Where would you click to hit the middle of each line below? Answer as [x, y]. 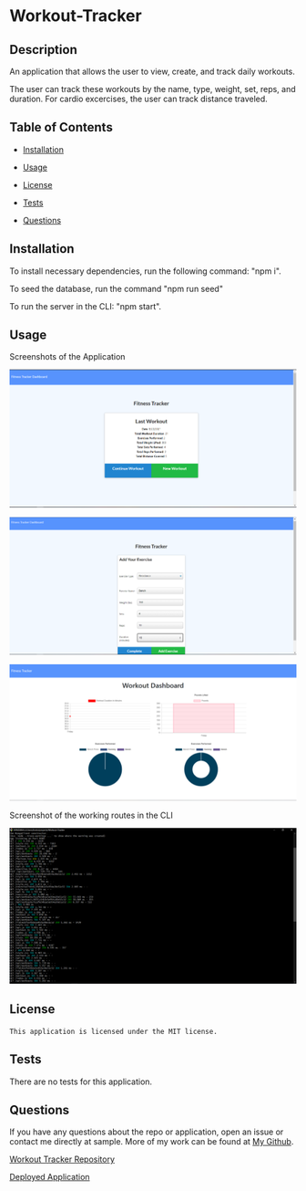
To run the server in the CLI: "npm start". [86, 306]
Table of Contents [61, 127]
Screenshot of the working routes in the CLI [91, 815]
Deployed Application [50, 1177]
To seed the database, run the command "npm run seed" [116, 288]
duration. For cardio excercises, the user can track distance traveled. [139, 99]
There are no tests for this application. [81, 1081]
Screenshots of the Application [67, 357]
